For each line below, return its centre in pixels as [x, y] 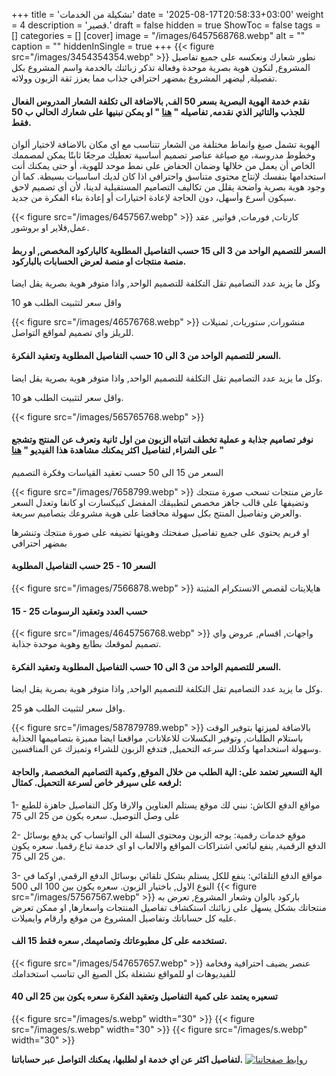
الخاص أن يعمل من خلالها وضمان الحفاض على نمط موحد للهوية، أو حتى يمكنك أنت [163, 166]
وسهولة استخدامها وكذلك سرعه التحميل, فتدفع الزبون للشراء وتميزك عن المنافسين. [166, 749]
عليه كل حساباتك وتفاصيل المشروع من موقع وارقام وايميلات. [124, 918]
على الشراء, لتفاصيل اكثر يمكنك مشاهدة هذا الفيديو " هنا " [117, 450]
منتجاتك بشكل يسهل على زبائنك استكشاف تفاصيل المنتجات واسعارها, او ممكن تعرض [169, 907]
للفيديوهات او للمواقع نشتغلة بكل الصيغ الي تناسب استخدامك [123, 973]
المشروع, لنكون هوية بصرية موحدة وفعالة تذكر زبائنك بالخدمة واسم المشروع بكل [161, 67]
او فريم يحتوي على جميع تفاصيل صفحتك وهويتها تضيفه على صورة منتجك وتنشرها [160, 532]
